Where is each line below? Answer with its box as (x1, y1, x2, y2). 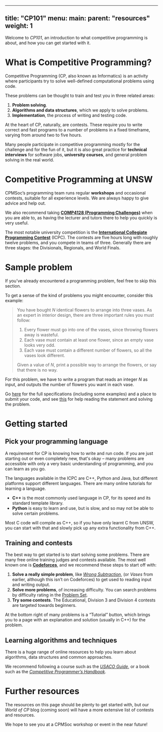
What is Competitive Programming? (5, 57, 152, 68)
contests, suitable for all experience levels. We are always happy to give (5, 195, 149, 201)
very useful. (5, 220, 29, 226)
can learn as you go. (5, 466, 46, 472)
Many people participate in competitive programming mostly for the (5, 141, 140, 147)
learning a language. (5, 486, 46, 491)
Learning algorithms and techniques (5, 636, 117, 644)
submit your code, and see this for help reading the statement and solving (5, 396, 153, 402)
